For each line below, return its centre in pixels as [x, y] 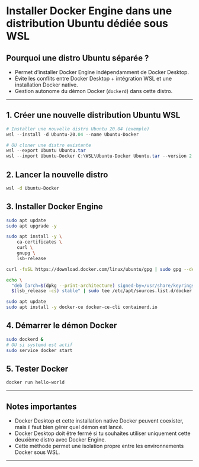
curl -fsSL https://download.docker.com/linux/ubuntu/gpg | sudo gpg [94, 269]
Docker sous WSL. [37, 452]
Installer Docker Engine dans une [89, 11]
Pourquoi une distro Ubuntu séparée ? [78, 58]
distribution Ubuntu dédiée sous [87, 23]
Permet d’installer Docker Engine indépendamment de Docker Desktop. [102, 72]
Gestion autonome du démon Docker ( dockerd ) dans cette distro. [94, 91]
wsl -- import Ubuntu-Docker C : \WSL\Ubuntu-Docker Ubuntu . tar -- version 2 [99, 156]
